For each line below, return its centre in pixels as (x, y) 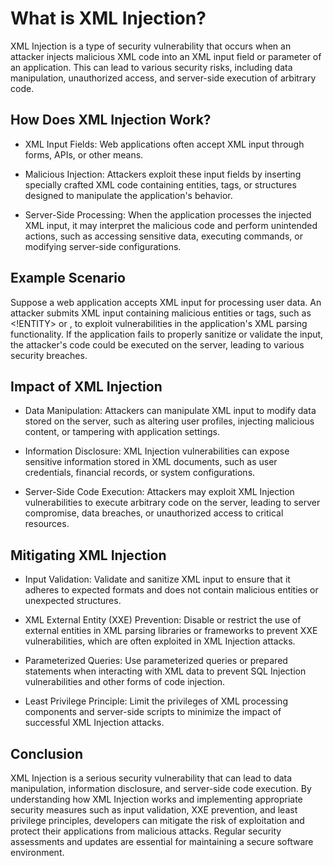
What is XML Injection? (108, 18)
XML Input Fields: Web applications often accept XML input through (164, 144)
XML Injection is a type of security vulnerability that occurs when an (151, 46)
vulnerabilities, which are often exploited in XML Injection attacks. (160, 641)
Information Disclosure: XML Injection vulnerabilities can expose (157, 451)
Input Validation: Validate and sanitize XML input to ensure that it (157, 579)
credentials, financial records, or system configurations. (140, 473)
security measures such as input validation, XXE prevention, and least (154, 810)
